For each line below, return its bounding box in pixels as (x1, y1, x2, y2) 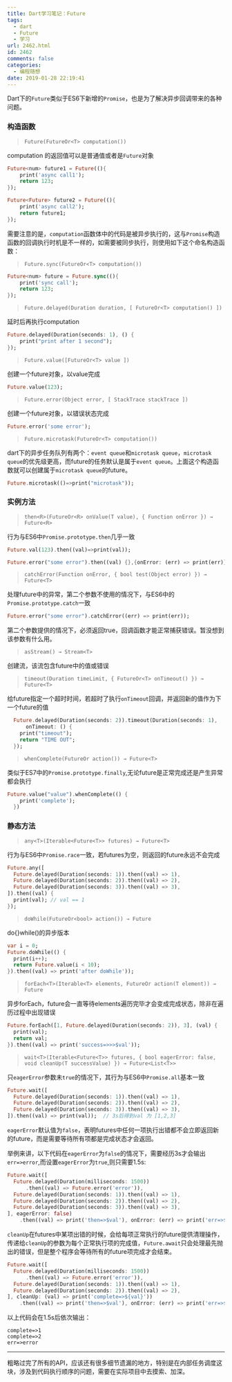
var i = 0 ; (7, 942, 39, 949)
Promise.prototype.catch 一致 (7, 599, 91, 607)
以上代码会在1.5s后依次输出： (7, 1313, 91, 1322)
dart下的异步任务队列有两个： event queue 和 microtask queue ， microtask (7, 448, 212, 457)
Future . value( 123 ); (7, 384, 64, 391)
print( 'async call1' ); (19, 171, 85, 179)
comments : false (7, 55, 54, 62)
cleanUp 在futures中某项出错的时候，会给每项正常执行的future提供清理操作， (7, 1230, 224, 1239)
